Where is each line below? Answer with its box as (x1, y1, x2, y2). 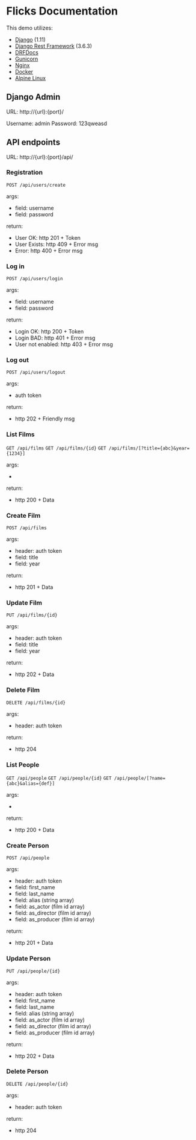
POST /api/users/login (6, 276, 63, 282)
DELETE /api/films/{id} (6, 700, 66, 706)
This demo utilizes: (6, 24, 53, 31)
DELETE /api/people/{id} (6, 1081, 69, 1087)
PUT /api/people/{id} (6, 968, 61, 974)
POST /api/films (6, 525, 47, 531)
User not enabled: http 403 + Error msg (14, 341, 113, 348)
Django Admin (6, 92, 61, 102)
